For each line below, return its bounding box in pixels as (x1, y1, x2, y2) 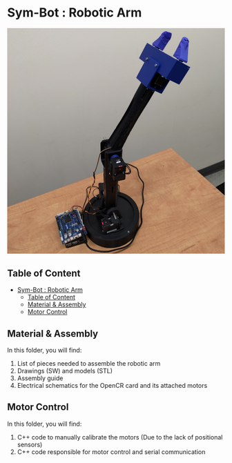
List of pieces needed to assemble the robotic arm (17, 359, 161, 367)
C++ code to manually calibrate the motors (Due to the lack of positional (17, 433, 223, 441)
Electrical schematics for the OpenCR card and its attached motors (17, 381, 208, 389)
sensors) (17, 440, 43, 449)
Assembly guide (17, 374, 64, 382)
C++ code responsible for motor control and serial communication (17, 447, 206, 456)
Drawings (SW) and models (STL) (17, 366, 113, 375)
